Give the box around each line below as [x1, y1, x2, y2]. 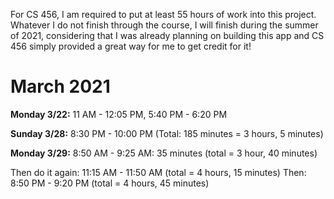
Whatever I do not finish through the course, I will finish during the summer [10, 19, 319, 31]
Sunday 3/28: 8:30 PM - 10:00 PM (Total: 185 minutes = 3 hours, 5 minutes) [10, 127, 324, 139]
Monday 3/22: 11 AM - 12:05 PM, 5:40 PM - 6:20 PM [10, 108, 228, 120]
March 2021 [10, 75, 111, 98]
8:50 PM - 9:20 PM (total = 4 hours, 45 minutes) [10, 177, 210, 189]
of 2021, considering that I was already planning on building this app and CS [10, 30, 325, 41]
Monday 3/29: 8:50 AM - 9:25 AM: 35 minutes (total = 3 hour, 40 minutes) [10, 147, 318, 159]
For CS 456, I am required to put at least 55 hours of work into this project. [10, 9, 317, 20]
